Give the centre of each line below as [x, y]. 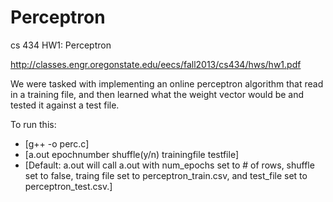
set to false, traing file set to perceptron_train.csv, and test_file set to [166, 175]
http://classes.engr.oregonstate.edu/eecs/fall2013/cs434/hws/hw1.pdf [156, 64]
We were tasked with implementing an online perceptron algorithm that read [167, 83]
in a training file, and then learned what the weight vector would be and [157, 94]
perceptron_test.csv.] [68, 186]
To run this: [33, 124]
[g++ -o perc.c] [57, 143]
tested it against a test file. [65, 105]
